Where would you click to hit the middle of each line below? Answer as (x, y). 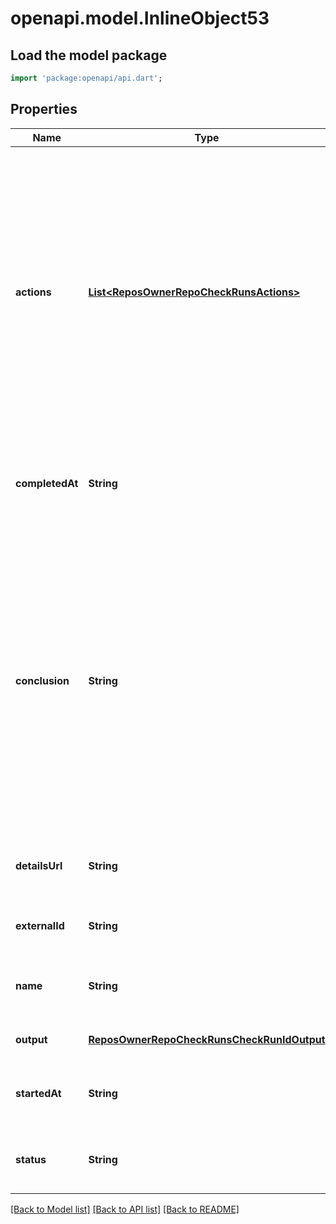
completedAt (47, 483)
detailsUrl (39, 865)
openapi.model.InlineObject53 (140, 18)
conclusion (42, 680)
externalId (40, 925)
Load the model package (89, 55)
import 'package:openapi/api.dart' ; (86, 78)
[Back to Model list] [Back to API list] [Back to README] (125, 1209)
